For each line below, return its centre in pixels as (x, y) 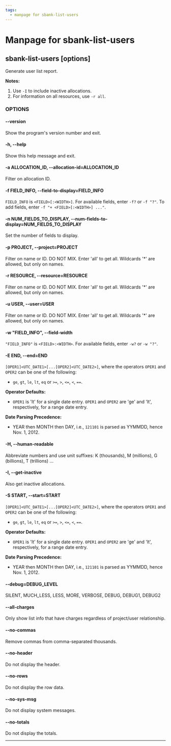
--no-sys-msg (21, 699)
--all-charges (20, 607)
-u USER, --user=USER (30, 304)
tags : (11, 10)
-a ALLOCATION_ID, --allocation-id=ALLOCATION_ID (62, 167)
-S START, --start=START (33, 495)
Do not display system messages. (41, 710)
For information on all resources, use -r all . (59, 96)
